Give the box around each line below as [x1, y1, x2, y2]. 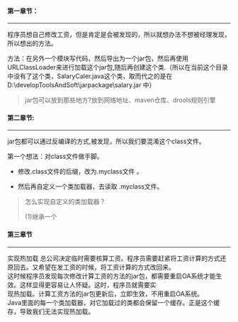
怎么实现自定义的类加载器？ [24, 197, 106, 206]
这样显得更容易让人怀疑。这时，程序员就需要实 [19, 280, 157, 289]
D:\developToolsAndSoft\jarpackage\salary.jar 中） [7, 81, 156, 89]
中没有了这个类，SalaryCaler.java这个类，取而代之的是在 [7, 72, 173, 81]
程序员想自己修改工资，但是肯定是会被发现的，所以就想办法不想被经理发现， [7, 30, 231, 39]
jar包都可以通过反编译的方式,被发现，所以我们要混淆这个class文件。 [7, 137, 205, 145]
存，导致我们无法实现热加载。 [7, 307, 94, 316]
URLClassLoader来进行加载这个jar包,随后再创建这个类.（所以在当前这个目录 [7, 63, 229, 72]
